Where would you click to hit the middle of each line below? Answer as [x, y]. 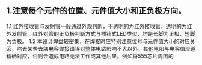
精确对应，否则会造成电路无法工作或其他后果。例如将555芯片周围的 [90, 56]
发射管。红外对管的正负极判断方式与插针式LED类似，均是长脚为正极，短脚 [103, 33]
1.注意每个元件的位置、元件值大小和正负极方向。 [96, 11]
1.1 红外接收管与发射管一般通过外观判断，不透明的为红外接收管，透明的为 [97, 26]
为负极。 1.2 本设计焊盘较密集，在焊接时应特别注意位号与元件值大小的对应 [98, 41]
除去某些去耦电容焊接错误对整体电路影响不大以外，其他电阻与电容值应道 [106, 48]
